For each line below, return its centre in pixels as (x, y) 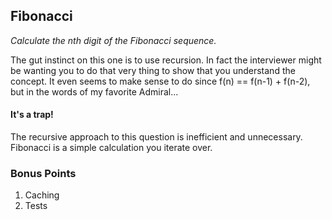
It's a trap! (32, 115)
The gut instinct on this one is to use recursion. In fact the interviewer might (166, 60)
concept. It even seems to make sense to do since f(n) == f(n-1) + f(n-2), (160, 81)
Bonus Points (43, 173)
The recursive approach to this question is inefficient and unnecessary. (156, 137)
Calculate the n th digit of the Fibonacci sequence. (113, 40)
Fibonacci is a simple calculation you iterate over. (111, 148)
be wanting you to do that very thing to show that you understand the (153, 70)
